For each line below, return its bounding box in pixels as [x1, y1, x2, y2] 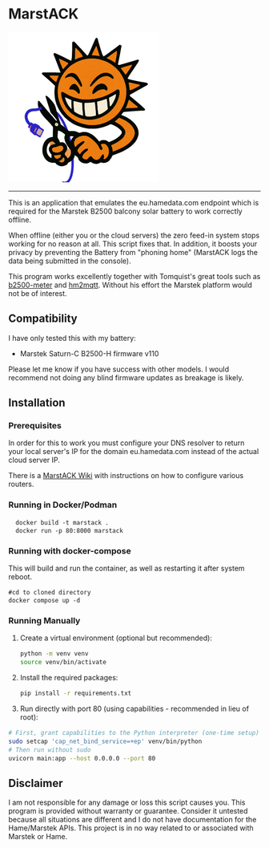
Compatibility [8, 312, 78, 326]
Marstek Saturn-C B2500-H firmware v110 [19, 348, 159, 358]
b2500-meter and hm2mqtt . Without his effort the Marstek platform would [8, 280, 252, 290]
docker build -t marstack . [15, 518, 110, 526]
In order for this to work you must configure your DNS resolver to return [8, 438, 245, 448]
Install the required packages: [19, 673, 118, 683]
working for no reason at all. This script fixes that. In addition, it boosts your [8, 238, 258, 249]
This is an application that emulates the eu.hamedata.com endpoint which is [8, 197, 259, 207]
